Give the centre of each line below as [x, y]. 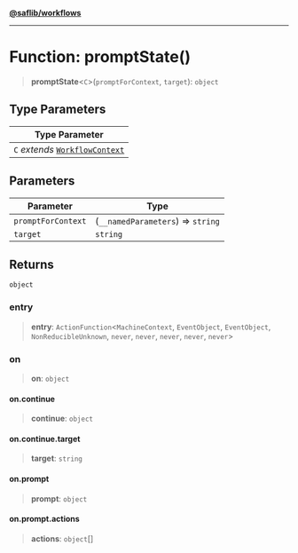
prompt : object [59, 498]
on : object [50, 378]
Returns [32, 264]
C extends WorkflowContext [69, 149]
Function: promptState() [100, 57]
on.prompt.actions [44, 519]
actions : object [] [62, 538]
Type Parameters [58, 110]
